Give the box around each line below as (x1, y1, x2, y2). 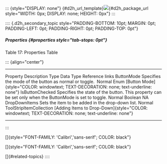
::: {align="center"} (5, 59, 44, 65)
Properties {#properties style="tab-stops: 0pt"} (5, 37, 108, 43)
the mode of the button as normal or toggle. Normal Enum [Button (5, 79, 141, 84)
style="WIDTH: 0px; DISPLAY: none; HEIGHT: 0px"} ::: (5, 10, 116, 16)
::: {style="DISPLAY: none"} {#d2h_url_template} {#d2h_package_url (5, 5, 149, 11)
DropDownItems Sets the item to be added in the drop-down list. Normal (5, 99, 154, 105)
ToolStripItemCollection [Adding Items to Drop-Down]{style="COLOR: (5, 105, 148, 111)
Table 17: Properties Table (5, 49, 58, 55)
